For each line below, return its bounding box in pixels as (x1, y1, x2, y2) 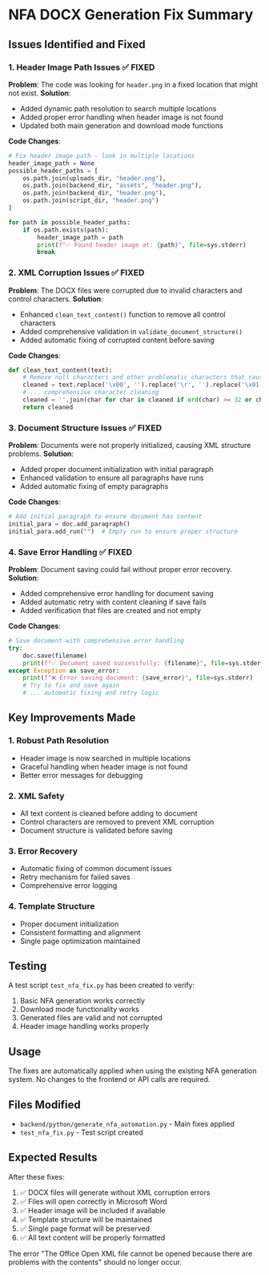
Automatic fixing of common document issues (19, 864, 172, 874)
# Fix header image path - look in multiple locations (8, 151, 195, 159)
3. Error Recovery (8, 845, 78, 857)
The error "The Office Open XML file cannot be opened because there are (8, 1249, 253, 1258)
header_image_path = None (8, 159, 94, 167)
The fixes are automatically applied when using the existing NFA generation (8, 1066, 258, 1075)
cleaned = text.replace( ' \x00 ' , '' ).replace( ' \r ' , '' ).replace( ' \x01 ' (22, 381, 263, 389)
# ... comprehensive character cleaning (22, 389, 159, 397)
